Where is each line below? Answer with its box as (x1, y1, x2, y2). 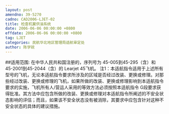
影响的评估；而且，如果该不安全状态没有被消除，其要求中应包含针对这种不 (9, 96, 164, 103)
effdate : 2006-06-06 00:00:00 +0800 (5, 31, 82, 36)
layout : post (5, 7, 33, 13)
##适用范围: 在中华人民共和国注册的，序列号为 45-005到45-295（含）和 (5, 59, 156, 65)
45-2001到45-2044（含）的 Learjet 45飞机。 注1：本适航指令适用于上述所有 (5, 65, 163, 71)
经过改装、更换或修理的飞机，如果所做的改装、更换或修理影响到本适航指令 (9, 78, 164, 84)
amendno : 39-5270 (5, 12, 42, 17)
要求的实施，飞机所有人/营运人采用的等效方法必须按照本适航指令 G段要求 (5, 84, 157, 90)
